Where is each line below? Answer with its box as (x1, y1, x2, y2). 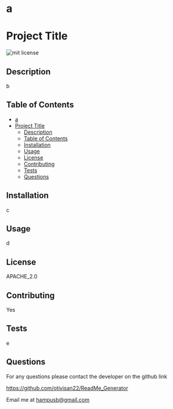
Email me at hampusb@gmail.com (6, 396, 89, 403)
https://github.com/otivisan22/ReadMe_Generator (6, 384, 128, 392)
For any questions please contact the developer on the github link (6, 372, 168, 380)
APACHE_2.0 (6, 273, 38, 280)
